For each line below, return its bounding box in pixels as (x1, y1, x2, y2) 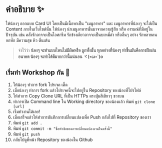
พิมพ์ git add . (12, 119, 42, 125)
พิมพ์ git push (12, 131, 40, 137)
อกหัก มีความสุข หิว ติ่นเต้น (5, 37, 50, 43)
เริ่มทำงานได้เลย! (12, 108, 40, 114)
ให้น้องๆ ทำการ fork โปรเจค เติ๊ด (12, 81, 68, 87)
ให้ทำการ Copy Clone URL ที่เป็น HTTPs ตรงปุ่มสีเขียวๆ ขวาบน (12, 92, 124, 98)
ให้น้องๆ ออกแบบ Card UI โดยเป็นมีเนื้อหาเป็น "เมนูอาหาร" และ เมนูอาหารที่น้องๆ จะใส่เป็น (5, 20, 157, 26)
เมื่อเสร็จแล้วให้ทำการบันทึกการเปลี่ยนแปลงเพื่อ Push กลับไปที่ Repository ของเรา (12, 114, 151, 120)
